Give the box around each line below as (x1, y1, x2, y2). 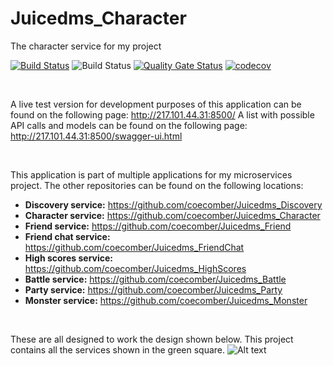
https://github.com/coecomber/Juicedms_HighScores (24, 262, 247, 274)
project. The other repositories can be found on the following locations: (10, 179, 304, 191)
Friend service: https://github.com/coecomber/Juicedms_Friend (24, 220, 292, 232)
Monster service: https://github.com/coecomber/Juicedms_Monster (24, 294, 308, 306)
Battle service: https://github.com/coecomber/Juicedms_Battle (24, 273, 287, 285)
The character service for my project (10, 40, 162, 52)
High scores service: (24, 252, 113, 264)
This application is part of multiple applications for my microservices (10, 168, 293, 181)
